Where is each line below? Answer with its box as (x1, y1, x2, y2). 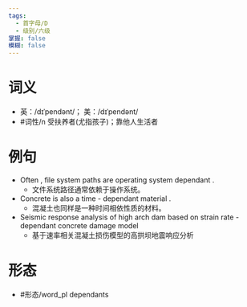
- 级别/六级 (15, 27, 51, 35)
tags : (8, 11, 26, 20)
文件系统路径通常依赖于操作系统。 (31, 185, 145, 194)
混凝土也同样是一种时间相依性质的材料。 (31, 203, 166, 213)
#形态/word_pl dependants (19, 289, 109, 299)
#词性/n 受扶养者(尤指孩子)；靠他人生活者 (19, 117, 159, 127)
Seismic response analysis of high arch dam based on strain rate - (19, 212, 239, 222)
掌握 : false (8, 34, 46, 43)
